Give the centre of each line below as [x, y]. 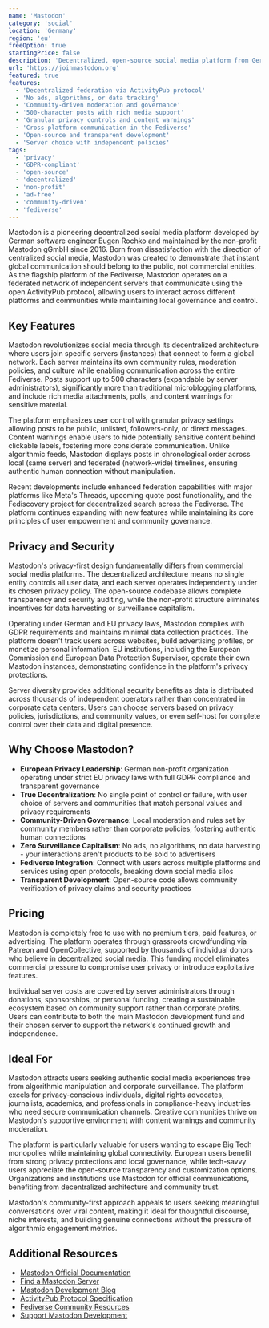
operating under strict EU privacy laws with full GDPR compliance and [135, 777]
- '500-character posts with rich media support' [100, 113]
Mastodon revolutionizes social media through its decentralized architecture [133, 345]
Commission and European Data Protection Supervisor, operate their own [129, 658]
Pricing [27, 914]
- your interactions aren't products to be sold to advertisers [118, 854]
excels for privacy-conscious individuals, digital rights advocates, [116, 1095]
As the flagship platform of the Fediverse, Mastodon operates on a [118, 275]
